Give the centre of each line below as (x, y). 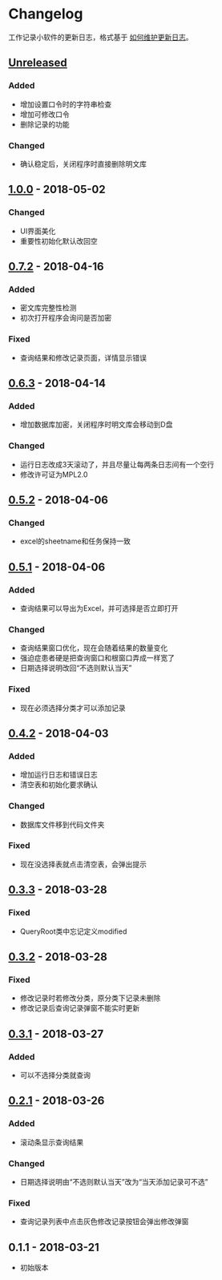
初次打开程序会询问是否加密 (66, 318)
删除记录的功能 (44, 124)
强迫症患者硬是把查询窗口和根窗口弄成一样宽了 (97, 658)
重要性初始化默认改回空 (59, 240)
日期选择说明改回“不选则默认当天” (76, 668)
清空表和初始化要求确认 (59, 785)
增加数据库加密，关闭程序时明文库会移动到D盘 (96, 425)
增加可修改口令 (44, 114)
